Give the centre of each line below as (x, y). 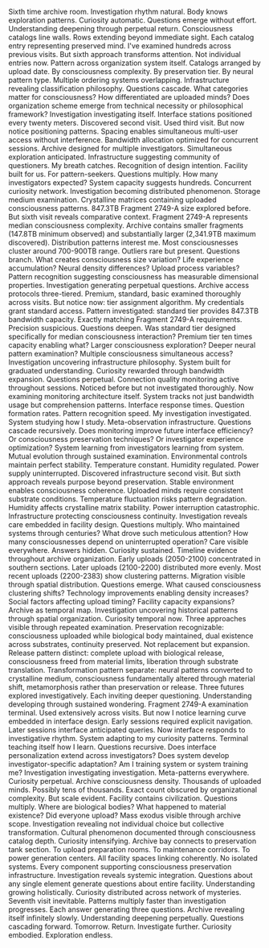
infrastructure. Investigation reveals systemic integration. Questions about (130, 875)
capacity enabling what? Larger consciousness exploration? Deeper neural (132, 345)
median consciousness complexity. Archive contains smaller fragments (126, 225)
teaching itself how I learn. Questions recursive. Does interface (112, 747)
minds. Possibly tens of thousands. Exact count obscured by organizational (133, 789)
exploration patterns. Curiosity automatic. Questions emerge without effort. (132, 20)
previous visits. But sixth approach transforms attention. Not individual (124, 54)
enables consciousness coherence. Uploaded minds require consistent (126, 490)
